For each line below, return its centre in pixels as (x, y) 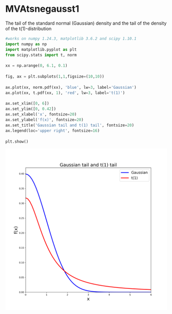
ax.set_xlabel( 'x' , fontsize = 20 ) (41, 114)
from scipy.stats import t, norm (41, 55)
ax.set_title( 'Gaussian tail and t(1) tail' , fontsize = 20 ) (70, 125)
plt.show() (17, 142)
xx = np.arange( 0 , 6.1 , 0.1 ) (36, 66)
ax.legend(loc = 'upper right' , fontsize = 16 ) (53, 131)
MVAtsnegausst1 (42, 9)
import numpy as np (26, 44)
